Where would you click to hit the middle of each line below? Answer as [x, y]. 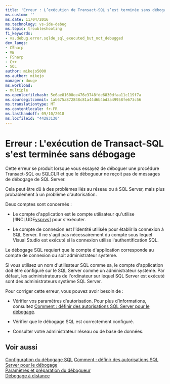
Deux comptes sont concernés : [38, 204]
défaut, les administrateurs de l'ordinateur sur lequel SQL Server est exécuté [85, 276]
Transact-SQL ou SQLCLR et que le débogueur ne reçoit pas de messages [83, 173]
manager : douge [21, 81]
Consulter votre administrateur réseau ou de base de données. [78, 331]
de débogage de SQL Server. [35, 179]
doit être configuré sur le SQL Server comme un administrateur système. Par [85, 270]
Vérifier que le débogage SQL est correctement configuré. [73, 321]
